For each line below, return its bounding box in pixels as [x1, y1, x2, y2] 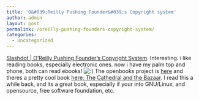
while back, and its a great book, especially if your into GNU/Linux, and [6, 80, 186, 88]
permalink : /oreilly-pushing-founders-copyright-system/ [6, 26, 155, 33]
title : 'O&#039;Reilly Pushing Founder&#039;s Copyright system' [6, 9, 176, 15]
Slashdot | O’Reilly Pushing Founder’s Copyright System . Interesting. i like [6, 55, 192, 61]
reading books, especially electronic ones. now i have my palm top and [6, 61, 186, 68]
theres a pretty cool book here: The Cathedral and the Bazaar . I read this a [6, 74, 193, 81]
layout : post [6, 20, 40, 26]
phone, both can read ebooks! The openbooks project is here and [6, 67, 184, 74]
